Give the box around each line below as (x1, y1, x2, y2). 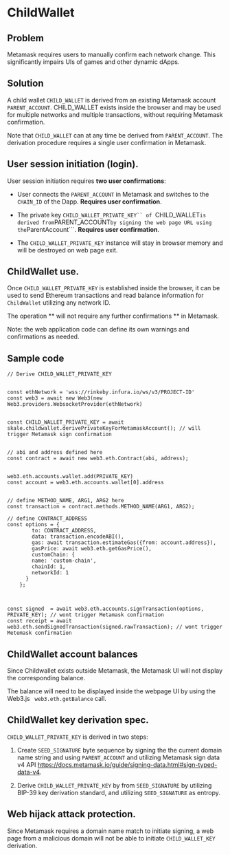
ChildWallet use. (7, 266, 79, 278)
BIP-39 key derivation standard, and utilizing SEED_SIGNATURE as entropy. (16, 788, 221, 797)
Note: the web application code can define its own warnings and (7, 325, 189, 334)
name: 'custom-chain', (32, 557, 97, 565)
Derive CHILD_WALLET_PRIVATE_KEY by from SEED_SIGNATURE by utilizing (16, 781, 212, 789)
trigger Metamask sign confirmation (7, 431, 112, 438)
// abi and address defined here (7, 449, 103, 456)
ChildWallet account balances (7, 648, 139, 660)
